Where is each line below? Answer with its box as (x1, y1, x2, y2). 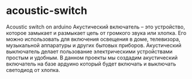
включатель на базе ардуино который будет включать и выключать (6, 60, 177, 67)
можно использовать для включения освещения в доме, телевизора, (6, 35, 180, 42)
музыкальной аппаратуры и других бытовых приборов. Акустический (6, 42, 181, 49)
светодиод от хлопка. (6, 66, 60, 73)
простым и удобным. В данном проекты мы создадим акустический (6, 54, 178, 61)
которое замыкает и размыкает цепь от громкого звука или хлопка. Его (6, 29, 187, 36)
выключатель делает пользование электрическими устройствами (6, 48, 173, 55)
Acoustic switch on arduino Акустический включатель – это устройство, (6, 23, 186, 30)
